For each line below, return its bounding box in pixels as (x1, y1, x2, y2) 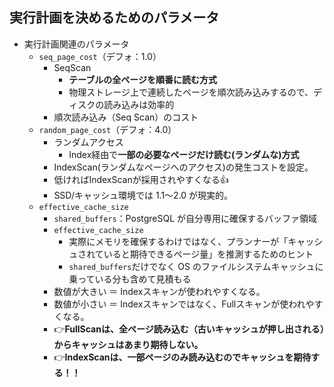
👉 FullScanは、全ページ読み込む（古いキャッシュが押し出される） (53, 323, 325, 335)
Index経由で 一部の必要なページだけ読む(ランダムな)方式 (68, 148, 300, 160)
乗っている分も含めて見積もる (68, 273, 192, 285)
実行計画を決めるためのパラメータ (9, 9, 220, 27)
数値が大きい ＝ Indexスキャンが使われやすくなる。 (53, 285, 266, 297)
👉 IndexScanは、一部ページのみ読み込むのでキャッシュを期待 (53, 351, 312, 363)
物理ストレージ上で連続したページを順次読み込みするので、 (68, 86, 314, 98)
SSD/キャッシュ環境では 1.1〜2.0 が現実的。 (53, 189, 234, 201)
